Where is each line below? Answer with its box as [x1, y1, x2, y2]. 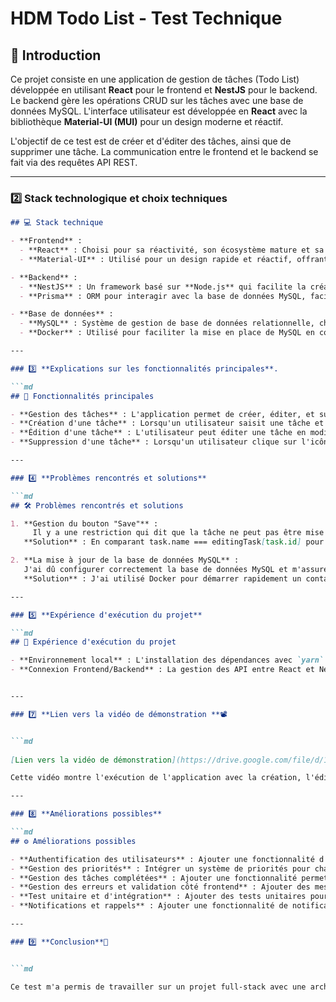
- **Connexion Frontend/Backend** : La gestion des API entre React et [10, 665, 315, 675]
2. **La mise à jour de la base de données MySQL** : [10, 555, 240, 566]
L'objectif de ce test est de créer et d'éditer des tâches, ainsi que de [10, 135, 292, 147]
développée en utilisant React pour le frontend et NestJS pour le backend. [10, 84, 318, 96]
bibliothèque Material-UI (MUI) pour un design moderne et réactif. [10, 116, 284, 127]
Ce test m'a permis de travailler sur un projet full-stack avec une [10, 982, 307, 992]
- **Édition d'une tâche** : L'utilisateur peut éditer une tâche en [10, 428, 307, 438]
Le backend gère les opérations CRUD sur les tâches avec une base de [10, 95, 304, 106]
